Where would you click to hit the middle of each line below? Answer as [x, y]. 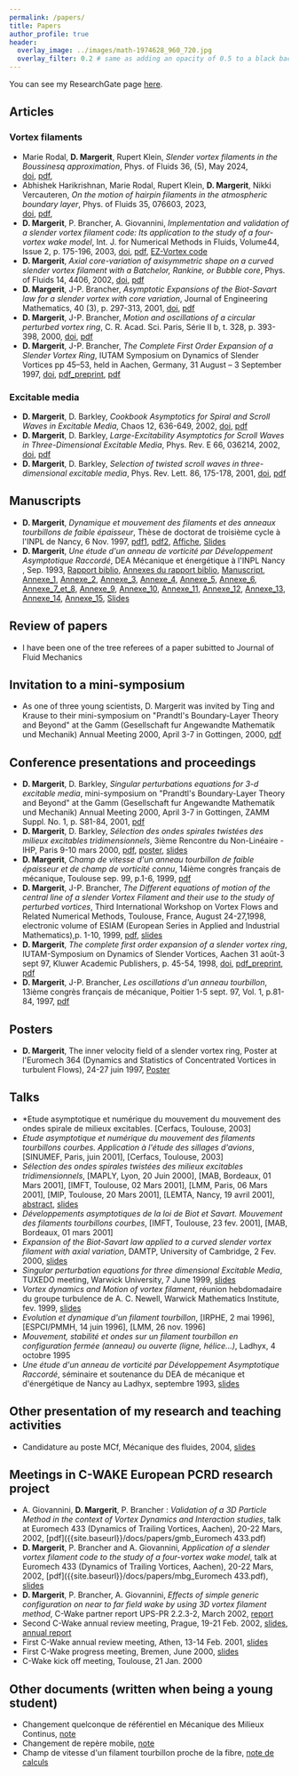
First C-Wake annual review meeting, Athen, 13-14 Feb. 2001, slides [145, 1643]
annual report [47, 1633]
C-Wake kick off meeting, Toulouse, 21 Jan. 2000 [112, 1661]
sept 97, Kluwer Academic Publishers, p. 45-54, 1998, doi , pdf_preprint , [153, 964]
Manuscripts [45, 501]
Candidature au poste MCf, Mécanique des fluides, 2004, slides [138, 1447]
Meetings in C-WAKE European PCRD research [141, 1475]
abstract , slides [50, 1204]
